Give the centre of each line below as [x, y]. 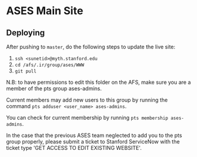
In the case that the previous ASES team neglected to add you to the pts [94, 135]
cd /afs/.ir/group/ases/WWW [49, 65]
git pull [26, 71]
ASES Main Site [45, 11]
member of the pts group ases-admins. [54, 89]
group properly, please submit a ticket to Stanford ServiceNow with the [93, 142]
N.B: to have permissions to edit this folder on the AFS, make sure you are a [99, 82]
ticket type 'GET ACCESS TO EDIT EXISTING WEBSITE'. [74, 148]
